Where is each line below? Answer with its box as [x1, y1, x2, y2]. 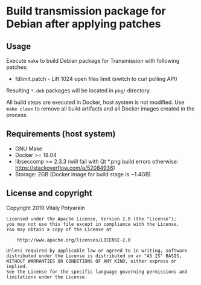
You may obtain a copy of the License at [6, 226, 112, 232]
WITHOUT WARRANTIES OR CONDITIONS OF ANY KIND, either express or [6, 258, 177, 264]
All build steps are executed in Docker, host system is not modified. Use [6, 98, 185, 106]
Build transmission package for [6, 4, 166, 18]
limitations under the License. [6, 274, 88, 280]
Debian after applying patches [6, 17, 161, 31]
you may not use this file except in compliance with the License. [6, 221, 180, 227]
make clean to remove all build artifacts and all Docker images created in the [6, 105, 195, 112]
